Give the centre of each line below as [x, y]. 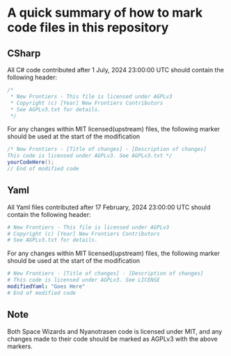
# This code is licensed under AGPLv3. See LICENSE [83, 280]
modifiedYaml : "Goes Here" [46, 286]
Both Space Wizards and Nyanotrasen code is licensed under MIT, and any [115, 331]
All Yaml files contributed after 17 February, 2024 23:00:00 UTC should [109, 207]
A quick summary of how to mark [105, 13]
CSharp [24, 53]
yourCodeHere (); [31, 162]
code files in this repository [88, 27]
